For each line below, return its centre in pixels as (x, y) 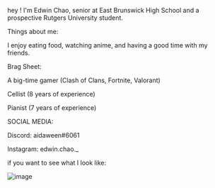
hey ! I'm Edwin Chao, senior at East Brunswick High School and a (103, 10)
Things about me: (33, 32)
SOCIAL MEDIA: (30, 121)
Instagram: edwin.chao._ (43, 149)
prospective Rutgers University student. (65, 18)
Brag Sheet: (25, 66)
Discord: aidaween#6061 (43, 135)
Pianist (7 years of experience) (52, 108)
